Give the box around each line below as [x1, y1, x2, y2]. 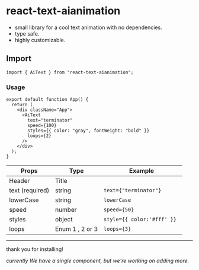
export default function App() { [6, 97, 89, 103]
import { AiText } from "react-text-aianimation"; [6, 69, 134, 75]
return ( [11, 102, 33, 108]
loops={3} [103, 225, 131, 233]
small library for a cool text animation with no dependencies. [14, 24, 163, 31]
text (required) [9, 186, 50, 195]
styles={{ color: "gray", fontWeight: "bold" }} [27, 128, 150, 134]
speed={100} [27, 123, 57, 129]
